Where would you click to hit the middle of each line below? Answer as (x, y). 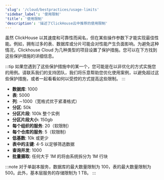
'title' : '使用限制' (24, 19)
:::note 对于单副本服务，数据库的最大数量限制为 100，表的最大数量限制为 (78, 167)
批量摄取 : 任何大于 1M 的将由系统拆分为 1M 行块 (60, 157)
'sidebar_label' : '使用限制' (33, 14)
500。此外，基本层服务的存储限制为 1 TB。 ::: (51, 173)
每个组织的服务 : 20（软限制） (42, 126)
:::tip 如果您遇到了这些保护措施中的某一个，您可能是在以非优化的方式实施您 (81, 67)
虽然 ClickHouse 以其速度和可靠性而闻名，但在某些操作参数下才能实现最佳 (80, 38)
